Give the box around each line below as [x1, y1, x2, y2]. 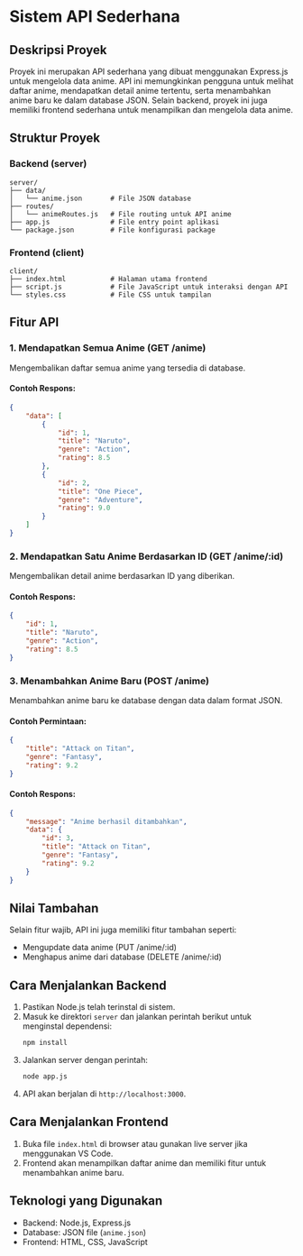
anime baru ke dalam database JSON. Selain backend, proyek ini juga [9, 95, 268, 105]
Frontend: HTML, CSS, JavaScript [22, 1236, 149, 1247]
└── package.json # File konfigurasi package [9, 225, 216, 234]
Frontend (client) [9, 246, 85, 259]
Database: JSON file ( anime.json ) [22, 1226, 147, 1237]
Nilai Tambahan [9, 900, 99, 916]
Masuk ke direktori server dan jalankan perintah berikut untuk [22, 1012, 252, 1022]
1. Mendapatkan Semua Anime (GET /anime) [9, 342, 207, 354]
